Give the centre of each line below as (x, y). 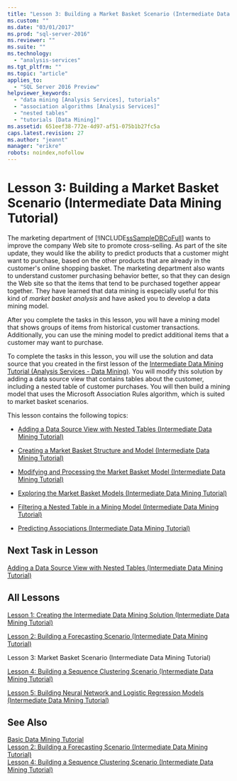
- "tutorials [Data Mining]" (57, 119)
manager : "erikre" (34, 147)
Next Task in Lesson (53, 551)
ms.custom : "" (28, 21)
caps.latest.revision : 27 (45, 133)
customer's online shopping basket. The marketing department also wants (116, 268)
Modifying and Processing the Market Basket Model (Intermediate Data (121, 472)
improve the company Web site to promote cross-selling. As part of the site (117, 245)
